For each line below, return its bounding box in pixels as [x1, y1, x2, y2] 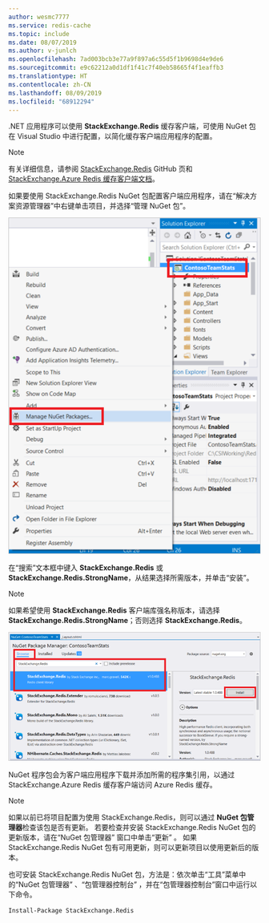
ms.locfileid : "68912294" [8, 97, 94, 106]
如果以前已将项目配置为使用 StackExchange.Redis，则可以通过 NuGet [8, 812, 239, 822]
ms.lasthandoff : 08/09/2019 [8, 89, 102, 97]
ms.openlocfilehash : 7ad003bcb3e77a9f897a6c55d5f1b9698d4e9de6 [8, 55, 224, 63]
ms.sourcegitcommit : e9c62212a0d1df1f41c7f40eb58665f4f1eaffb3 [8, 64, 224, 72]
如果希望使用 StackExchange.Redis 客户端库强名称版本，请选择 [8, 605, 220, 615]
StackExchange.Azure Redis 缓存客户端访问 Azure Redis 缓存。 [8, 779, 218, 789]
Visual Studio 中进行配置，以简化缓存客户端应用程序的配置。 [17, 132, 217, 141]
